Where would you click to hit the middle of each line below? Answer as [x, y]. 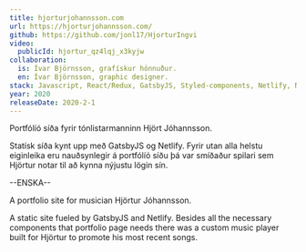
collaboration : [38, 60]
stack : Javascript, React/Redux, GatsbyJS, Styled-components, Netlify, [150, 86]
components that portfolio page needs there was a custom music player [144, 227]
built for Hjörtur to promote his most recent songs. [104, 237]
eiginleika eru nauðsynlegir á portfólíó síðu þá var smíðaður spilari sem [142, 156]
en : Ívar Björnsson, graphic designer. [93, 77]
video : [22, 43]
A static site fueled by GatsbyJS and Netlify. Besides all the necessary [141, 218]
